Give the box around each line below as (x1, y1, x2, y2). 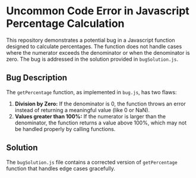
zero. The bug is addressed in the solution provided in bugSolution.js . (6, 55, 178, 63)
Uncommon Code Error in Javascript (6, 4, 190, 18)
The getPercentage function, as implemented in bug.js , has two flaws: (6, 88, 177, 96)
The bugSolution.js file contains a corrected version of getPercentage (6, 158, 178, 165)
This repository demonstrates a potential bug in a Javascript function (6, 36, 175, 43)
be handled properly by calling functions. (14, 125, 116, 132)
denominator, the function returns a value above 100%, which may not (14, 119, 187, 126)
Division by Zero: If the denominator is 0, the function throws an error (14, 100, 186, 107)
